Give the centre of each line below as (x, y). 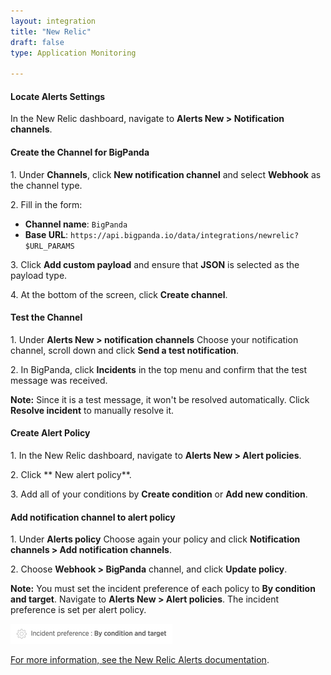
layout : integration (53, 21)
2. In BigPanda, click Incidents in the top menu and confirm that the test (159, 369)
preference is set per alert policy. (78, 610)
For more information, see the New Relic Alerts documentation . (140, 660)
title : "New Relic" (51, 31)
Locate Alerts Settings (58, 96)
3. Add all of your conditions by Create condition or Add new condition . (159, 494)
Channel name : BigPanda (76, 224)
